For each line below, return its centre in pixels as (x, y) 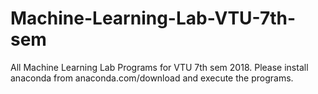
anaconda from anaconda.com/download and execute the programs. (152, 78)
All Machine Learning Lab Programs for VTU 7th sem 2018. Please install (159, 67)
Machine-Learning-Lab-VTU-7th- (153, 18)
